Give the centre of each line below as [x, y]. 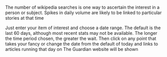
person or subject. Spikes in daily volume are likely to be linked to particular [83, 13]
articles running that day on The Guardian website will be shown [72, 49]
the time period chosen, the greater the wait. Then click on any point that [81, 38]
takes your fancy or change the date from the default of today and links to [82, 44]
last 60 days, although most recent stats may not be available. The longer [81, 33]
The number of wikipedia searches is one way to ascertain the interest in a [82, 7]
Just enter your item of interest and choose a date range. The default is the [83, 28]
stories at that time [25, 18]
